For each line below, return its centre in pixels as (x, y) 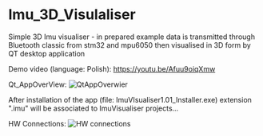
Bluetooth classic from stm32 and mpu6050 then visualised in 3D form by (130, 45)
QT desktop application (47, 53)
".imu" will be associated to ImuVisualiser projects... (94, 108)
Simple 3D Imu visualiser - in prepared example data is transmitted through (132, 37)
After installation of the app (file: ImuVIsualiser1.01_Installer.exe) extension (130, 99)
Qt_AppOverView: (38, 84)
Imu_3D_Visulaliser (72, 15)
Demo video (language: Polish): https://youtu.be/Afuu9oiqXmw (112, 68)
